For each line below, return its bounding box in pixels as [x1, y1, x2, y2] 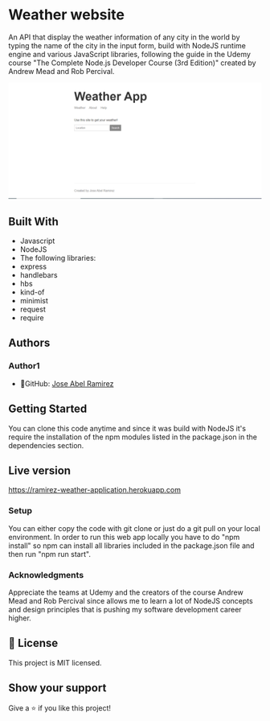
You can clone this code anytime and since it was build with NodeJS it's [8, 423, 247, 433]
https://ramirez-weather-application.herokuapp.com [8, 485, 181, 495]
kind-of [19, 287, 45, 297]
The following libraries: [19, 253, 96, 263]
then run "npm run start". [8, 549, 91, 558]
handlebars [19, 270, 58, 280]
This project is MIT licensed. [8, 657, 102, 667]
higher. [8, 613, 32, 623]
